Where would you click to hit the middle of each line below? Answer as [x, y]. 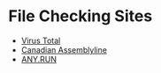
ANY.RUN [39, 59]
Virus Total [41, 40]
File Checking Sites [80, 16]
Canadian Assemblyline [64, 49]
